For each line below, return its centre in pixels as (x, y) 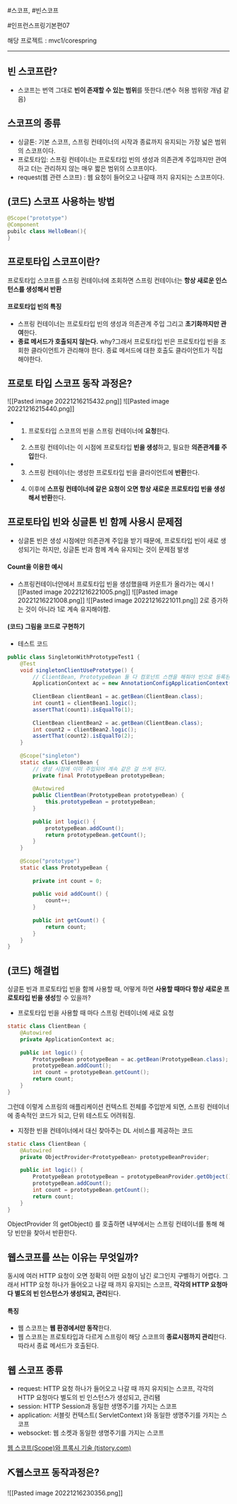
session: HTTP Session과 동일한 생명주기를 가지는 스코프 (97, 1406)
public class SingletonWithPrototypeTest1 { (74, 657)
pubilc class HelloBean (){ (47, 232)
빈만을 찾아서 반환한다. (46, 1233)
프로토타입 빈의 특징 (35, 307)
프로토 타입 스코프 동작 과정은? (70, 383)
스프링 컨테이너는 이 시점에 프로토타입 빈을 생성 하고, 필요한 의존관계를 (124, 447)
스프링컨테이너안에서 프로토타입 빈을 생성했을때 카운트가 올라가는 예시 (114, 583)
